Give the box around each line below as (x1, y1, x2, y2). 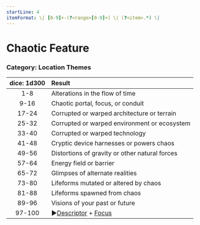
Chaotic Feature (6, 41, 90, 55)
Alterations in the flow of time (51, 89, 136, 97)
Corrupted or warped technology (51, 129, 146, 137)
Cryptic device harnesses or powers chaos (51, 139, 175, 147)
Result (51, 78, 70, 87)
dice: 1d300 (9, 78, 46, 87)
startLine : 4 (6, 9, 40, 15)
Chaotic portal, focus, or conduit (51, 99, 144, 107)
